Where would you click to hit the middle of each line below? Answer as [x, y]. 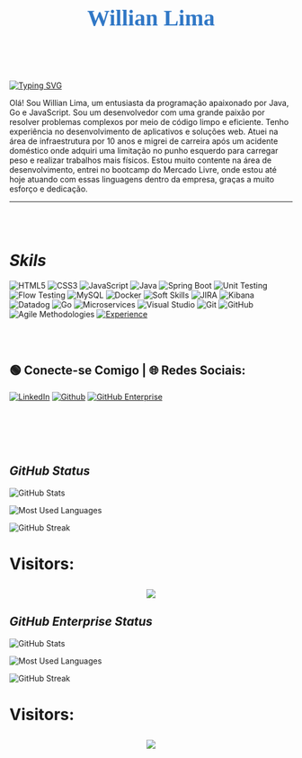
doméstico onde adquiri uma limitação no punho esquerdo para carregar [144, 151]
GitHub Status [50, 471]
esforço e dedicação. [49, 189]
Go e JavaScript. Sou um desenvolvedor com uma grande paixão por [137, 112]
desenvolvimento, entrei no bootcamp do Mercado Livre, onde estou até [143, 169]
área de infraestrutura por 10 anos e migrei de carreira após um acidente [144, 141]
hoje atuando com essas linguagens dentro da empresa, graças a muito [142, 179]
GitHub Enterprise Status [81, 622]
